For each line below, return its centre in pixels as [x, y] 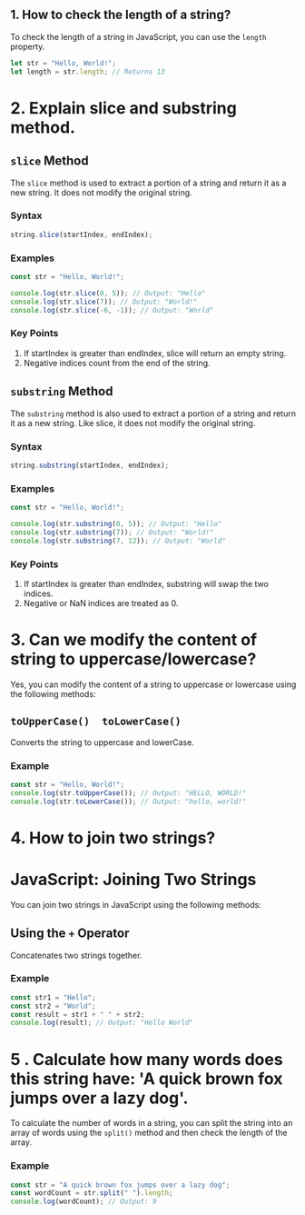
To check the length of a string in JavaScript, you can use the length [138, 36]
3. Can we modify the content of [134, 640]
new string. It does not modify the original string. [102, 192]
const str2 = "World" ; [53, 1006]
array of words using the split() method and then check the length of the [149, 1133]
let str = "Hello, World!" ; [64, 63]
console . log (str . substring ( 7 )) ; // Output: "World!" [112, 532]
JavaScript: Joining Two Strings [133, 879]
